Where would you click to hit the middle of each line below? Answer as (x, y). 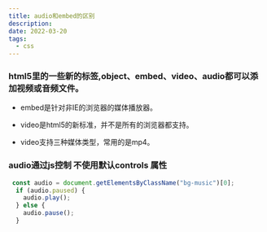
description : (31, 24)
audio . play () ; (47, 198)
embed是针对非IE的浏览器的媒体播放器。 (88, 107)
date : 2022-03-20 (38, 31)
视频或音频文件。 (50, 89)
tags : (18, 39)
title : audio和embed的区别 (52, 16)
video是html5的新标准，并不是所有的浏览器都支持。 (107, 125)
